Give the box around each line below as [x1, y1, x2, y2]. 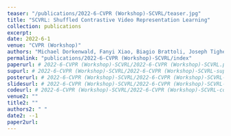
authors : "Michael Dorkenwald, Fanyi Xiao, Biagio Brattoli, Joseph [7, 49, 208, 56]
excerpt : [7, 29, 32, 36]
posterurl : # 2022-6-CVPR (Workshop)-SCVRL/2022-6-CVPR [7, 73, 170, 81]
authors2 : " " [7, 106, 48, 113]
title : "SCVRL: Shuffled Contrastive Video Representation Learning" [7, 16, 211, 23]
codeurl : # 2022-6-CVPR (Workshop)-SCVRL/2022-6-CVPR [7, 87, 165, 93]
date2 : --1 [7, 112, 38, 119]
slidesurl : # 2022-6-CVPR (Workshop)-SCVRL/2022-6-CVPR [7, 80, 170, 87]
